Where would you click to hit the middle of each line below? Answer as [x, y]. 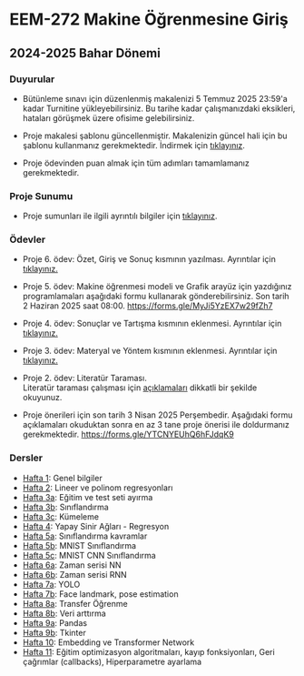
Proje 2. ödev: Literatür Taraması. [84, 378]
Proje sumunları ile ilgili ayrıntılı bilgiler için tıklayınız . [120, 216]
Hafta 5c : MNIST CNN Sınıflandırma [89, 555]
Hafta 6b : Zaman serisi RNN [74, 574]
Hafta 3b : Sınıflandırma [65, 507]
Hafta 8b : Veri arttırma [64, 613]
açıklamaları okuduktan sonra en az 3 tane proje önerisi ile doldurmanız [156, 425]
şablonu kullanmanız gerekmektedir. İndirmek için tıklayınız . [133, 145]
